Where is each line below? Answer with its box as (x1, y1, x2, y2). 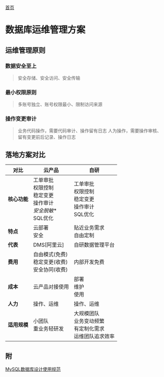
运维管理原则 (5, 46, 46, 54)
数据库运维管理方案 (5, 24, 86, 36)
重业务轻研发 (33, 325, 64, 332)
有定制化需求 (74, 325, 105, 332)
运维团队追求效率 (74, 333, 115, 340)
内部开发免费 (74, 259, 105, 266)
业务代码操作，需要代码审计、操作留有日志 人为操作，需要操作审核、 (17, 128, 161, 134)
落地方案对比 (5, 150, 46, 159)
